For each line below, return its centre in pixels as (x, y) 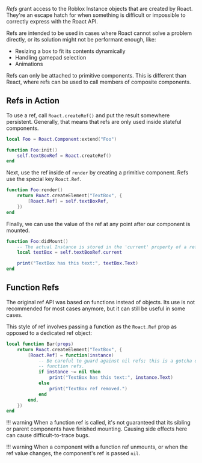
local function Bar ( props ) (40, 344)
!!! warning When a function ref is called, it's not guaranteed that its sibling (98, 423)
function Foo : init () (32, 150)
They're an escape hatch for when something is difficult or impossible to (96, 15)
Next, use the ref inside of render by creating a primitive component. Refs (97, 173)
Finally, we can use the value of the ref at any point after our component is (98, 224)
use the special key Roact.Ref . (44, 179)
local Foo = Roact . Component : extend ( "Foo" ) (62, 139)
